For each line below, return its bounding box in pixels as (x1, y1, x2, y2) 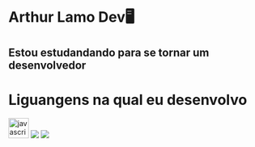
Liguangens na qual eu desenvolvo (8, 90, 248, 109)
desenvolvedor (8, 58, 87, 72)
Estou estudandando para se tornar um (8, 45, 210, 59)
